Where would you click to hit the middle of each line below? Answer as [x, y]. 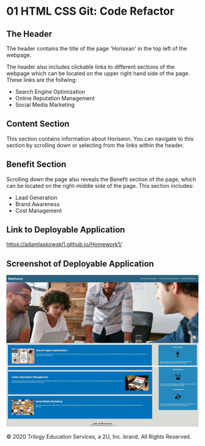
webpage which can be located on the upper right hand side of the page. [98, 73]
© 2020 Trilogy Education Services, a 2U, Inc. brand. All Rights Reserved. [99, 437]
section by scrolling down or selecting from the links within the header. [95, 145]
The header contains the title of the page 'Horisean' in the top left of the [97, 48]
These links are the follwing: [42, 80]
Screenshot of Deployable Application [80, 263]
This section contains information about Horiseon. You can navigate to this [100, 138]
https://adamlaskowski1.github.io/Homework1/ [64, 244]
